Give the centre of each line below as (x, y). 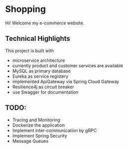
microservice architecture (39, 60)
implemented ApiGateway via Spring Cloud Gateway (66, 81)
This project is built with (30, 50)
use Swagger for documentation (45, 92)
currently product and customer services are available (67, 65)
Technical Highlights (38, 39)
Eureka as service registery (40, 76)
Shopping (26, 9)
